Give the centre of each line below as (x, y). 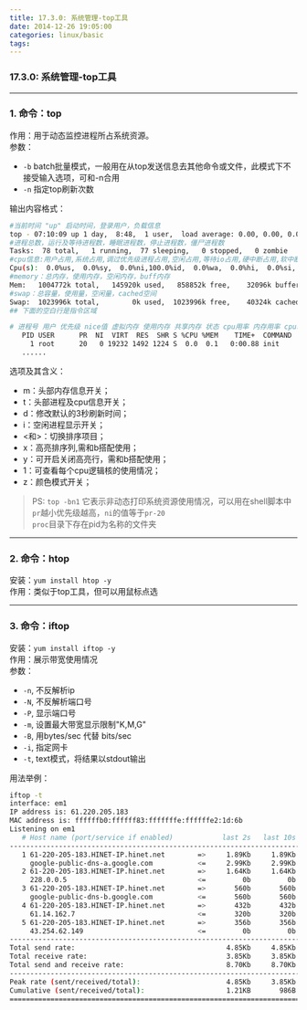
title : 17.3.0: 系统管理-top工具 (69, 18)
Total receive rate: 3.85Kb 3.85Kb (153, 957)
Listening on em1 (42, 829)
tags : (20, 43)
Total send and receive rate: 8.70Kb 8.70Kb (153, 965)
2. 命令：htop (40, 558)
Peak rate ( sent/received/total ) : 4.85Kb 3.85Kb (153, 982)
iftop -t (26, 795)
